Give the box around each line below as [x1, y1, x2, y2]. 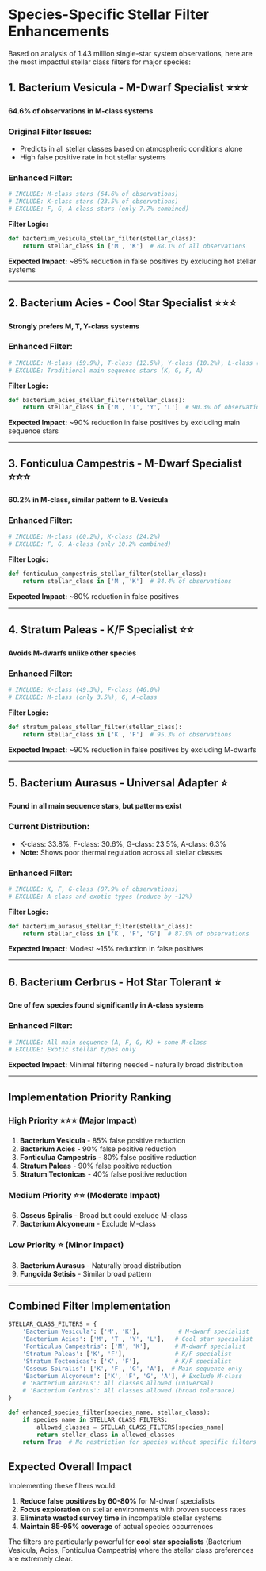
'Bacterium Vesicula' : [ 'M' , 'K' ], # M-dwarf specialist [22, 1327, 249, 1336]
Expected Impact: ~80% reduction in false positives [8, 591, 180, 601]
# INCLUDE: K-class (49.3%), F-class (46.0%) [8, 686, 161, 694]
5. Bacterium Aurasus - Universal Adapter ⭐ [8, 776, 228, 789]
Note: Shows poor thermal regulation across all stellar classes [19, 847, 222, 857]
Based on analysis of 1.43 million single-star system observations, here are [8, 48, 253, 58]
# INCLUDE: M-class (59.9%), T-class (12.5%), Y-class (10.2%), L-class [8, 359, 253, 367]
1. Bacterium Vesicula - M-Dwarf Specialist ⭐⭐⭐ [8, 81, 249, 94]
